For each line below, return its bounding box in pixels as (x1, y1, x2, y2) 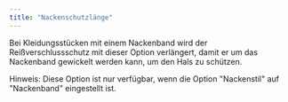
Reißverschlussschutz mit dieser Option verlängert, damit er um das (9, 46, 259, 58)
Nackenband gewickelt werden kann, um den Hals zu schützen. (9, 56, 243, 67)
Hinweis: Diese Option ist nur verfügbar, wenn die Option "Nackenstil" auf (9, 73, 280, 84)
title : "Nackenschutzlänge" (9, 12, 114, 22)
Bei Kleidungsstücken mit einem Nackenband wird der (9, 37, 208, 48)
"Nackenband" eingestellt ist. (9, 82, 117, 93)
